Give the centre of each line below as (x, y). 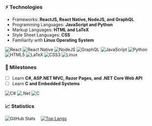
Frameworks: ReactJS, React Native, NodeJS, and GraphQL (73, 19)
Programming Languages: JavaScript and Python (63, 25)
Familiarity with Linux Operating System (53, 40)
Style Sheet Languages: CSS (41, 35)
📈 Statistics (20, 106)
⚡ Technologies (24, 7)
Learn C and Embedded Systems (46, 83)
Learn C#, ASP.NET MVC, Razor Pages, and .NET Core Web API (77, 78)
